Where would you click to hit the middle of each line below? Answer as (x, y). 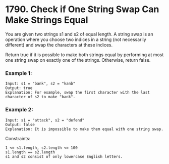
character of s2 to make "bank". (40, 97)
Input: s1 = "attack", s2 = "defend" (45, 120)
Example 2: (19, 110)
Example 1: (19, 73)
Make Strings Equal (47, 20)
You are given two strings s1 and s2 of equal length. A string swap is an (79, 34)
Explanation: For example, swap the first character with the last (78, 93)
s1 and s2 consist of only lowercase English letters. (64, 156)
